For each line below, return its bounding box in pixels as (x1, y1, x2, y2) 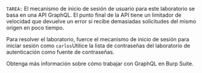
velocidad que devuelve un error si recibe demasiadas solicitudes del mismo (6, 18, 197, 25)
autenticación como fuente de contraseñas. (6, 48, 115, 56)
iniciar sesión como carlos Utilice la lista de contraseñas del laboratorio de (6, 42, 191, 49)
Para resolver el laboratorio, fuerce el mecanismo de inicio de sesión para (6, 36, 190, 42)
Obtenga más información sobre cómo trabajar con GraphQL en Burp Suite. (6, 60, 194, 67)
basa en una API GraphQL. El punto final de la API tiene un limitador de (6, 11, 182, 19)
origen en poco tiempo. (6, 24, 65, 31)
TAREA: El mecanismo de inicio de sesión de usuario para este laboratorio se (6, 5, 195, 12)
